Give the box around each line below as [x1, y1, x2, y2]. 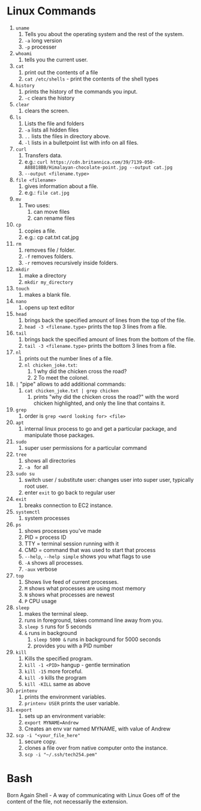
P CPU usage [24, 597, 57, 604]
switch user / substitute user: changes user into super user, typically [24, 476, 194, 483]
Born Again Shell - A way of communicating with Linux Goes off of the [7, 791, 181, 798]
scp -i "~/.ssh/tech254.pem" [24, 752, 98, 758]
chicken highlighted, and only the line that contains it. [33, 399, 166, 407]
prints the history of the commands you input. [24, 88, 137, 95]
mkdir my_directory [24, 279, 74, 285]
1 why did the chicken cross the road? [33, 368, 127, 375]
